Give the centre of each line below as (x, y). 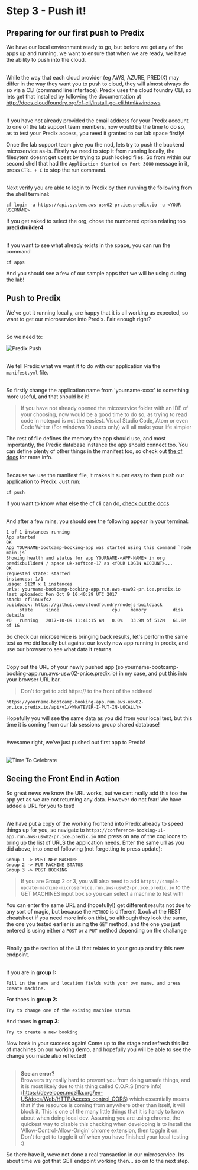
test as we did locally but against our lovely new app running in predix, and (97, 643)
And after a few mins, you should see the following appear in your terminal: (98, 521)
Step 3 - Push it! (46, 11)
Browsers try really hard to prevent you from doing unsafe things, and (105, 1080)
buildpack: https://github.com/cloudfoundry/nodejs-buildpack (84, 605)
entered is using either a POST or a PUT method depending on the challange (97, 930)
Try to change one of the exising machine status (69, 1010)
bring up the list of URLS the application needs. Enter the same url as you (95, 842)
